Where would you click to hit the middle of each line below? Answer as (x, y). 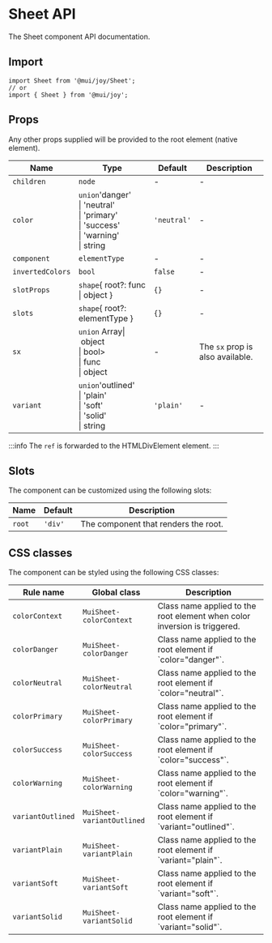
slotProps (31, 290)
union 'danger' (105, 194)
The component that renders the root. (152, 524)
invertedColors (42, 271)
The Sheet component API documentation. (79, 36)
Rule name (44, 592)
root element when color (204, 617)
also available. (226, 356)
